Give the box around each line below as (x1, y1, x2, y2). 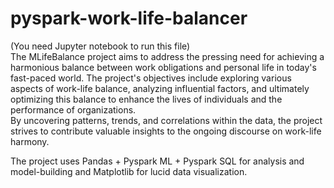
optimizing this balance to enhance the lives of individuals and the (10, 93, 283, 105)
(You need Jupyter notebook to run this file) (10, 40, 191, 52)
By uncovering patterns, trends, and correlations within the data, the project (10, 114, 323, 126)
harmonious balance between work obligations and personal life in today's (10, 61, 317, 73)
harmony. (10, 135, 50, 147)
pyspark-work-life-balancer (10, 7, 248, 30)
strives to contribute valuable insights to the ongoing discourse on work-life (10, 125, 322, 137)
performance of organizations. (10, 103, 137, 116)
